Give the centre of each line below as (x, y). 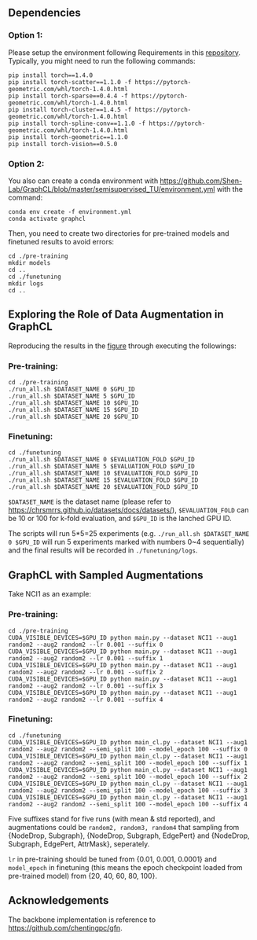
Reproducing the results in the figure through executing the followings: (123, 346)
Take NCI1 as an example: (50, 594)
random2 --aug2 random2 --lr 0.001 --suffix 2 (86, 672)
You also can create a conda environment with (83, 181)
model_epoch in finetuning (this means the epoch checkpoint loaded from (125, 867)
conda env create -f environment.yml (70, 211)
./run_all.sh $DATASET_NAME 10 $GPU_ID (73, 403)
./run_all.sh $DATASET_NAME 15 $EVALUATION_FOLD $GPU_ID (103, 480)
